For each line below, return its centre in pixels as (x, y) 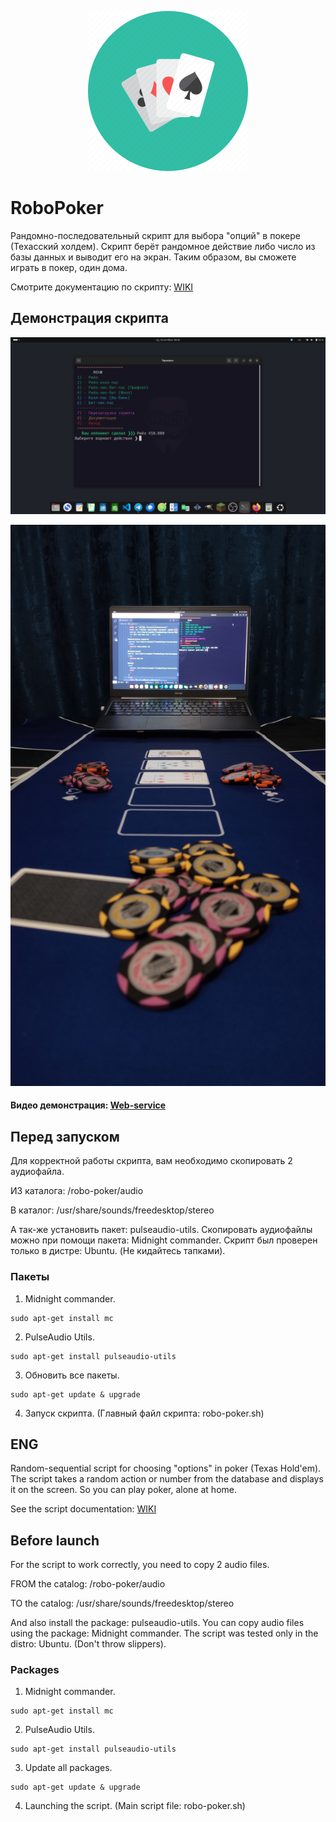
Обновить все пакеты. (72, 1375)
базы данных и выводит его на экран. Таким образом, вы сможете (153, 257)
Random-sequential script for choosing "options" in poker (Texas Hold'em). (166, 1468)
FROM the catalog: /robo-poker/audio (88, 1584)
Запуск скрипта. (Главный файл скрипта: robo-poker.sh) (144, 1413)
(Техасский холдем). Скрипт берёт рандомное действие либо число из (163, 246)
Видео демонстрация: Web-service (88, 1105)
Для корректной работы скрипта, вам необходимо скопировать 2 (151, 1161)
